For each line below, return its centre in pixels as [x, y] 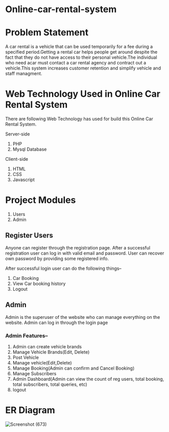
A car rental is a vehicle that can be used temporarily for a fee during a [79, 47]
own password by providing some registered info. [57, 258]
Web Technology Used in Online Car [83, 94]
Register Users [29, 236]
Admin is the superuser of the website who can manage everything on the [83, 317]
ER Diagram [30, 410]
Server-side [18, 134]
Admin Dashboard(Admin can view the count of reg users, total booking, [88, 379]
